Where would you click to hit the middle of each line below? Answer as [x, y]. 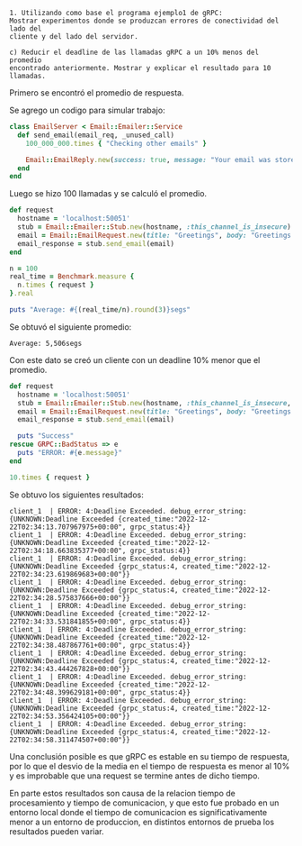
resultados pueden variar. [57, 831]
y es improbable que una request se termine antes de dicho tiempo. [135, 776]
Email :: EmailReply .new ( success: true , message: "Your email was [148, 159]
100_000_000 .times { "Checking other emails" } [116, 143]
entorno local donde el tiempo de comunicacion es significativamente [138, 812]
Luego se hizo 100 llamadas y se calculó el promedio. [108, 194]
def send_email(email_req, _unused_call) [96, 135]
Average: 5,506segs [46, 343]
